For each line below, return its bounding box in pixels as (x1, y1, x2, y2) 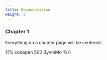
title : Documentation (5, 7, 51, 12)
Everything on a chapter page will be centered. (5, 39, 102, 45)
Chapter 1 (5, 28, 29, 35)
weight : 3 (5, 12, 26, 17)
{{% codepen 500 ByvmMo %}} (5, 49, 71, 55)
